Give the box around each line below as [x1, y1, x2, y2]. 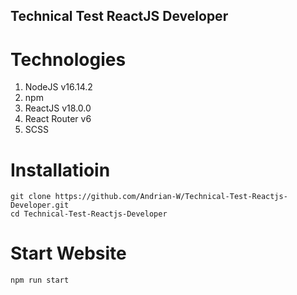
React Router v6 [24, 113, 92, 125]
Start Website [10, 242, 127, 265]
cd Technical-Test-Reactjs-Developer [10, 209, 168, 219]
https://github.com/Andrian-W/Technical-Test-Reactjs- [54, 192, 288, 202]
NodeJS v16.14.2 [24, 81, 93, 93]
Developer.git [10, 200, 70, 211]
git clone [10, 192, 52, 202]
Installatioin [10, 159, 111, 181]
